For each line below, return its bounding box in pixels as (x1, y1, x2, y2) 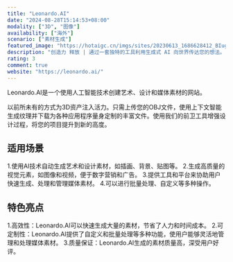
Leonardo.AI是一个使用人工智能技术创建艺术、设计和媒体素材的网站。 (7, 88, 207, 96)
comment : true (7, 62, 49, 69)
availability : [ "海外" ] (7, 29, 74, 37)
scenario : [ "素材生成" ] (7, 36, 71, 43)
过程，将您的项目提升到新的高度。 (12, 120, 111, 128)
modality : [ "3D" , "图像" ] (7, 23, 80, 30)
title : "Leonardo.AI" (7, 10, 70, 17)
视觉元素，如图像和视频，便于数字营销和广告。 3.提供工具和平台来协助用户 (7, 171, 221, 179)
